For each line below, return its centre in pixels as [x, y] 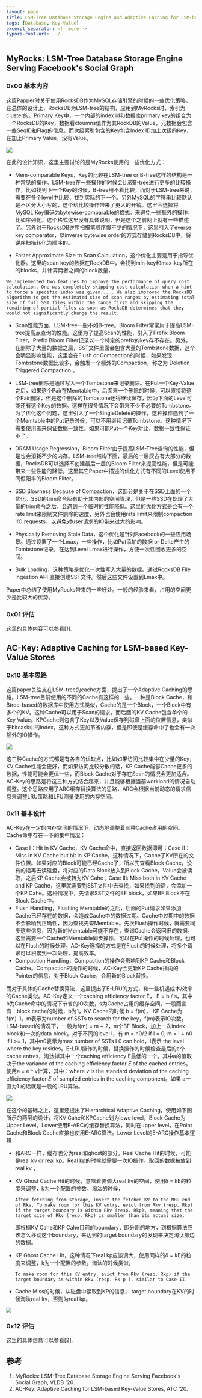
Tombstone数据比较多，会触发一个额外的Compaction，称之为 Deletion [103, 363]
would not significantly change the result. [63, 313]
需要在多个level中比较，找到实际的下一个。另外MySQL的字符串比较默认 [103, 197]
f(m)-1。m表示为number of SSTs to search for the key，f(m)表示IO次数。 [96, 1019]
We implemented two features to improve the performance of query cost [98, 281]
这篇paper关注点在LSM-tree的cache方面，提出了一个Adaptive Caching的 [97, 690]
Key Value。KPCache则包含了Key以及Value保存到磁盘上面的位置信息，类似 [99, 720]
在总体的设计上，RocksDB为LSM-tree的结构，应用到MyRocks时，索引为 [96, 108]
